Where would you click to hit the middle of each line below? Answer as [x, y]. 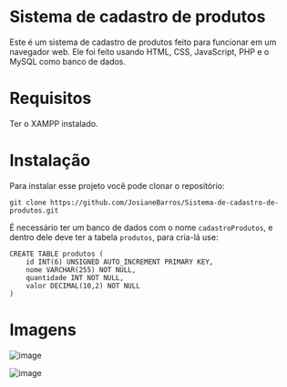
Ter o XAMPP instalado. [54, 123]
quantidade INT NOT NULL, [75, 277]
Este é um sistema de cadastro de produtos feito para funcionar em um [143, 42]
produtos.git [34, 210]
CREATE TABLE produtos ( [56, 254]
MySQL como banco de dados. [67, 61]
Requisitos [51, 99]
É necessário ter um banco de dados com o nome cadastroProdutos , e [141, 227]
